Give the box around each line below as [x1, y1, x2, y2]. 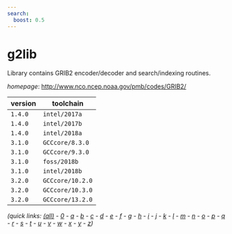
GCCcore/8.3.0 [42, 139, 89, 147]
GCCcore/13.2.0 [42, 196, 93, 204]
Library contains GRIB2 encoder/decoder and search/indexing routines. [7, 69, 211, 77]
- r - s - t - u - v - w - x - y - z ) [7, 219, 93, 228]
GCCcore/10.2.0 [42, 177, 93, 185]
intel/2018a [42, 129, 82, 137]
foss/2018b [42, 158, 79, 166]
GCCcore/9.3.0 [42, 148, 89, 156]
